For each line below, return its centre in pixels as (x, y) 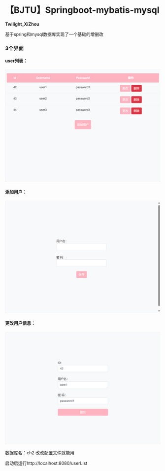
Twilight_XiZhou (22, 24)
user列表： (16, 61)
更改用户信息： (20, 323)
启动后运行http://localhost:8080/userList (46, 463)
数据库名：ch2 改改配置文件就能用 (40, 453)
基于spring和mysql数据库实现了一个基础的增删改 (54, 34)
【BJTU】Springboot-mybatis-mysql (82, 10)
